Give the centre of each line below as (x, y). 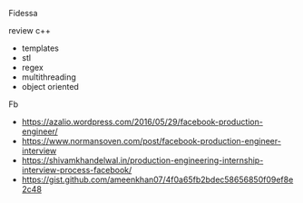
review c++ (30, 30)
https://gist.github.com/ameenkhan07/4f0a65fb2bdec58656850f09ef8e (157, 179)
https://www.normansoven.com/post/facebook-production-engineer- (151, 141)
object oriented (50, 87)
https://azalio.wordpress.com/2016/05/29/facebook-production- (142, 122)
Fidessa (23, 13)
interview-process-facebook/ (77, 170)
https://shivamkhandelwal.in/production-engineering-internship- (142, 160)
